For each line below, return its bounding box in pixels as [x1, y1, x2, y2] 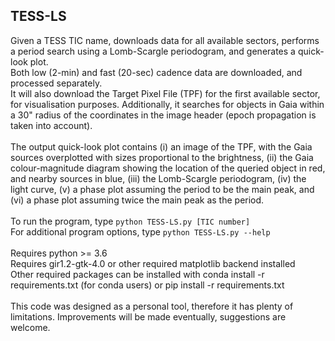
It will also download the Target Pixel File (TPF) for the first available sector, [10, 87, 321, 99]
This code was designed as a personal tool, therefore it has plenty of [10, 300, 294, 312]
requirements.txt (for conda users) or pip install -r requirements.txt [10, 279, 285, 291]
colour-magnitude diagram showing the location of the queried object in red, [10, 162, 326, 174]
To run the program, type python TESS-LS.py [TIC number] [10, 215, 251, 227]
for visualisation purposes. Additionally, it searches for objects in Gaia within [10, 98, 325, 110]
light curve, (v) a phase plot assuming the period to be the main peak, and [10, 183, 315, 195]
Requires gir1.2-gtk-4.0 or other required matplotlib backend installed [10, 257, 296, 269]
